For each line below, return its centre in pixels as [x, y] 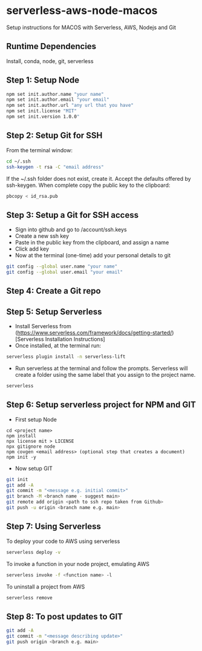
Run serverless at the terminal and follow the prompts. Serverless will [101, 368]
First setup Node [36, 419]
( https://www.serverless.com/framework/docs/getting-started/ [93, 333]
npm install [21, 436]
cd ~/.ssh [19, 161]
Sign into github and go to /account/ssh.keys [71, 230]
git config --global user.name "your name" [62, 267]
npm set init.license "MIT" [42, 111]
